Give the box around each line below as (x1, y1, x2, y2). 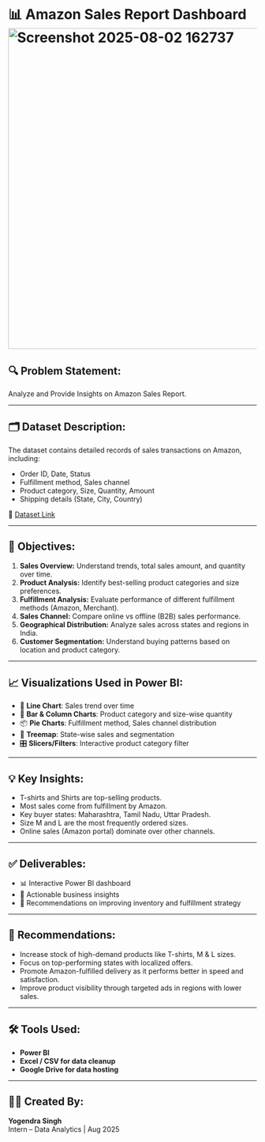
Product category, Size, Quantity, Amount (19, 486, 155, 495)
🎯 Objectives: (8, 540, 76, 554)
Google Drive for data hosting (19, 1064, 119, 1074)
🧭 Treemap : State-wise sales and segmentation (19, 730, 175, 739)
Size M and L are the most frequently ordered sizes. (19, 819, 188, 828)
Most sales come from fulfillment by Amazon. (19, 801, 167, 811)
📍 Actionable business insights (19, 890, 120, 899)
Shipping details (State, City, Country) (19, 494, 144, 504)
